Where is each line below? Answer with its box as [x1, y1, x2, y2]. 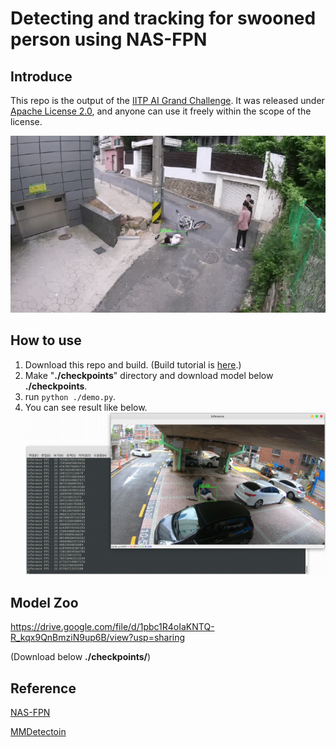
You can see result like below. [24, 401, 148, 413]
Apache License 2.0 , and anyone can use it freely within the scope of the [10, 105, 312, 117]
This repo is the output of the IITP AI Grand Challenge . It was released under [10, 95, 325, 106]
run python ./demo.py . [24, 390, 117, 402]
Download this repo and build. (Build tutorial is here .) [24, 358, 242, 371]
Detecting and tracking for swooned [10, 7, 317, 30]
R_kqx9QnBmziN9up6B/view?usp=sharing [10, 632, 186, 644]
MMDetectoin [10, 725, 67, 737]
